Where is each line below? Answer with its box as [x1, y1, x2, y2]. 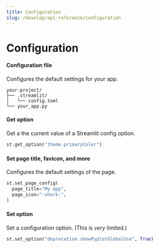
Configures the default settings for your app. [6, 75, 118, 83]
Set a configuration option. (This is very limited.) [6, 224, 127, 231]
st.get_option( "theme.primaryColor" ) [6, 141, 102, 148]
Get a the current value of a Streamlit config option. [6, 130, 136, 137]
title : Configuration [6, 9, 62, 15]
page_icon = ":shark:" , [12, 191, 67, 198]
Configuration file [6, 62, 52, 69]
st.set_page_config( [6, 180, 59, 187]
